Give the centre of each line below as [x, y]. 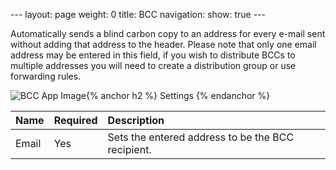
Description [136, 120]
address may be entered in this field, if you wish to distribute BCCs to [153, 55]
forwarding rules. [46, 76]
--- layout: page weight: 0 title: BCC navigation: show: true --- [138, 14]
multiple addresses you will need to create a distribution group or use [153, 65]
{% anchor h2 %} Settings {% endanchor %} [178, 95]
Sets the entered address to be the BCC [201, 137]
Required [75, 120]
